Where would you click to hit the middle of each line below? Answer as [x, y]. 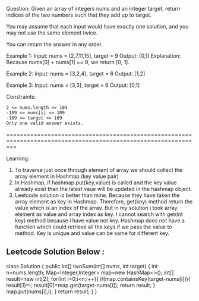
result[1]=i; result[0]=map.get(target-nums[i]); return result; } [81, 285]
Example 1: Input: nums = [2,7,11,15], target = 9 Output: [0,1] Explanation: [94, 56]
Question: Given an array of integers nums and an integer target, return [93, 9]
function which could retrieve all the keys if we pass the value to [93, 227]
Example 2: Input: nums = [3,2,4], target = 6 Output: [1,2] [76, 73]
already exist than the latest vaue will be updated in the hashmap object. [103, 189]
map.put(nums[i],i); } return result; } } [52, 291]
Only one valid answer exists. [45, 123]
